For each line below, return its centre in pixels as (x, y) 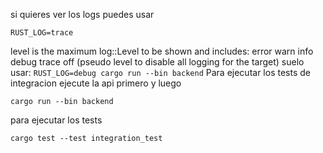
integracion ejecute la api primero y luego (96, 83)
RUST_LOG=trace (42, 33)
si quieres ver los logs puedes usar (82, 14)
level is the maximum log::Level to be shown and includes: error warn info (162, 51)
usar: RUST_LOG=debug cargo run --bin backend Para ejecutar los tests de (160, 72)
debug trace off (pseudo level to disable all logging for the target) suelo (157, 62)
